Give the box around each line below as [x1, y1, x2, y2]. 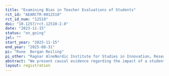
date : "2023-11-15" [5, 26, 46, 31]
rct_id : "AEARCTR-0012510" [5, 12, 62, 17]
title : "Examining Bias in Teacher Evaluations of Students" [5, 7, 136, 12]
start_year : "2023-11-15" [5, 40, 59, 45]
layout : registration [5, 63, 51, 68]
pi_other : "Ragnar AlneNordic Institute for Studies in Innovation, [5, 53, 152, 59]
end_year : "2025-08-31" [5, 44, 55, 49]
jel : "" [5, 35, 22, 40]
